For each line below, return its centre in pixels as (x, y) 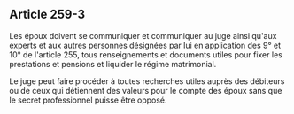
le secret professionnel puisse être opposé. (88, 100)
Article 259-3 (47, 15)
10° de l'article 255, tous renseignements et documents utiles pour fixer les (146, 54)
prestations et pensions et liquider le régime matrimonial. (113, 64)
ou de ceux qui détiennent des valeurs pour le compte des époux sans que (146, 90)
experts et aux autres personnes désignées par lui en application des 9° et (145, 45)
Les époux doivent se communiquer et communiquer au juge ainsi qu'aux (143, 35)
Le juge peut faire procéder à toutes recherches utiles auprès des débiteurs (147, 81)
